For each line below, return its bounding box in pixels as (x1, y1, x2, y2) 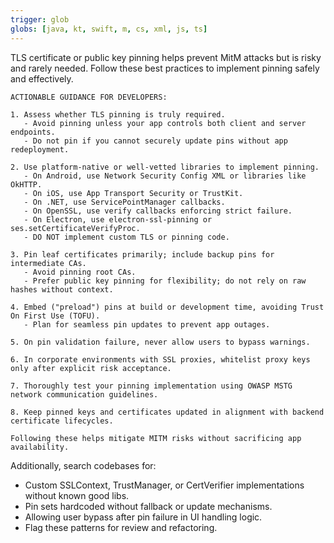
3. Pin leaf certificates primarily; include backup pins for (10, 249, 275, 260)
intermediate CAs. (10, 258, 87, 268)
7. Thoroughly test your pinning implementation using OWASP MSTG (10, 381, 293, 391)
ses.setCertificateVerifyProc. (10, 223, 141, 233)
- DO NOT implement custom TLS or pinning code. (23, 232, 230, 242)
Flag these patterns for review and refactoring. (24, 521, 218, 533)
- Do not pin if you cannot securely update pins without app (23, 136, 288, 146)
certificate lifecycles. (10, 416, 114, 426)
